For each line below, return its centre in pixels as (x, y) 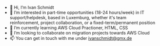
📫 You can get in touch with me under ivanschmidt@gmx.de (71, 38)
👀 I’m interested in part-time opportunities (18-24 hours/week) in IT (77, 12)
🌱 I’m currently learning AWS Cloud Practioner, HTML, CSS (69, 28)
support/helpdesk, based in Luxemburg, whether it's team (68, 17)
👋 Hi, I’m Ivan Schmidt (32, 7)
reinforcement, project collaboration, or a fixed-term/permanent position (82, 23)
